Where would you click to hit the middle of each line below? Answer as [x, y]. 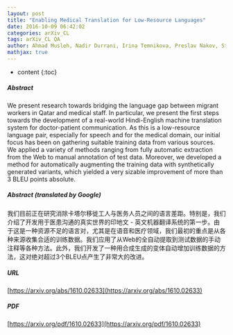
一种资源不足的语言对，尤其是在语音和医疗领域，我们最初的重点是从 [122, 230]
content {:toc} [37, 72]
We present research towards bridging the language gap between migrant [113, 105]
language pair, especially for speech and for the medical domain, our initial [114, 135]
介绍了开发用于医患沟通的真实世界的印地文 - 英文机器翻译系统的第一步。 [111, 222]
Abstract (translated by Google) [54, 195]
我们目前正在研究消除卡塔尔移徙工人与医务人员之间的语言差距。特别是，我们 [116, 213]
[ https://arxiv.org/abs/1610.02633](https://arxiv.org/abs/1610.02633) [105, 290]
